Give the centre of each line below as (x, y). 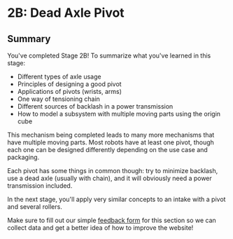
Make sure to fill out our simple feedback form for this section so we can (112, 220)
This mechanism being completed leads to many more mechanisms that (111, 135)
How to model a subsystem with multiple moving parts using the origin (119, 114)
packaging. (23, 157)
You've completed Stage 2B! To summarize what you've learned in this (109, 55)
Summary (29, 39)
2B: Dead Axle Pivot (66, 13)
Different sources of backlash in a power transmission (95, 106)
